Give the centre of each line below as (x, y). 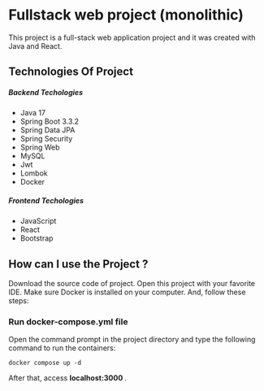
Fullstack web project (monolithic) (126, 15)
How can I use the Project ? (78, 264)
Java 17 (33, 113)
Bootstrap (37, 238)
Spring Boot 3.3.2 (50, 122)
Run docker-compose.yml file (68, 321)
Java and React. (35, 46)
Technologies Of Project (71, 72)
